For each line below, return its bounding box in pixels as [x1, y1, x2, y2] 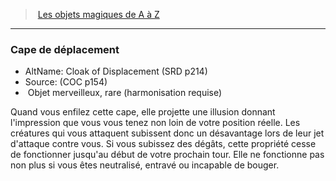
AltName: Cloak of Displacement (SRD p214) [24, 65, 208, 78]
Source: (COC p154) [24, 76, 108, 88]
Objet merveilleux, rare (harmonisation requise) [27, 87, 223, 99]
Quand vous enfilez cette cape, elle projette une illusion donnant [10, 106, 276, 118]
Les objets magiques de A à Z [37, 9, 160, 20]
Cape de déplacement [10, 42, 120, 56]
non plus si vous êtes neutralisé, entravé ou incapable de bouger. [10, 159, 280, 171]
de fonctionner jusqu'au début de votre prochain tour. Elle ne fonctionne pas [10, 149, 325, 161]
